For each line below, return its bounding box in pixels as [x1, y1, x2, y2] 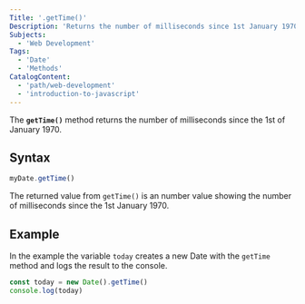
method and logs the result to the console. [9, 260, 168, 270]
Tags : [9, 47, 30, 56]
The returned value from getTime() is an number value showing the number [9, 191, 292, 201]
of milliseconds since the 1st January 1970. [9, 201, 170, 211]
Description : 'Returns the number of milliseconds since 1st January [9, 22, 279, 31]
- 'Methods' [17, 64, 64, 74]
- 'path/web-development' [17, 81, 116, 90]
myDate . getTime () [9, 174, 75, 183]
